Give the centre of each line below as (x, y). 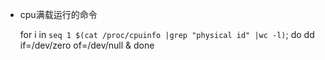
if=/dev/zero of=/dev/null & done (87, 45)
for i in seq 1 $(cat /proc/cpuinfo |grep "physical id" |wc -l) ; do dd (167, 34)
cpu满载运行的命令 (58, 14)
